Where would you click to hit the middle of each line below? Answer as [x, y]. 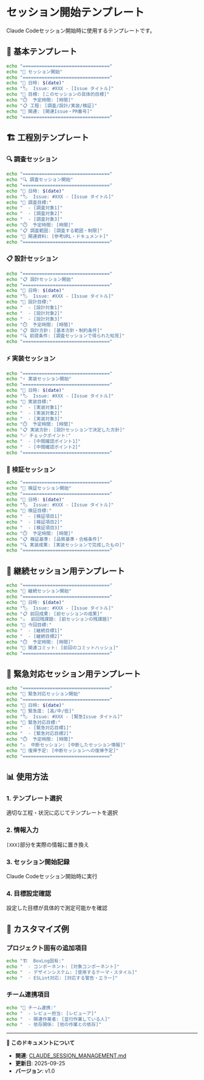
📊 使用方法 [27, 777]
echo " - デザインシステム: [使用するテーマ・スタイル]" [72, 972]
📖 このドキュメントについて [41, 1043]
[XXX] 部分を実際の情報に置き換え [48, 844]
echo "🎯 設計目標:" [29, 302]
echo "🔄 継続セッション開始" [39, 591]
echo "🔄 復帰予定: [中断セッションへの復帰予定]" [63, 750]
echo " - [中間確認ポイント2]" [43, 447]
